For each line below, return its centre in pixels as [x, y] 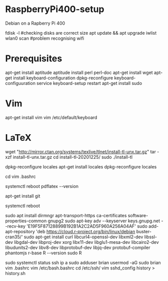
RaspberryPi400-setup [55, 9]
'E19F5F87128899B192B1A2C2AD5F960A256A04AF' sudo [87, 226]
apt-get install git [23, 196]
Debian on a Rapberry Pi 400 [35, 23]
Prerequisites [34, 59]
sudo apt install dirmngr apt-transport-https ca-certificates [66, 215]
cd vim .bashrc [21, 176]
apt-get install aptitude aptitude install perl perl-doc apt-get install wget [79, 72]
